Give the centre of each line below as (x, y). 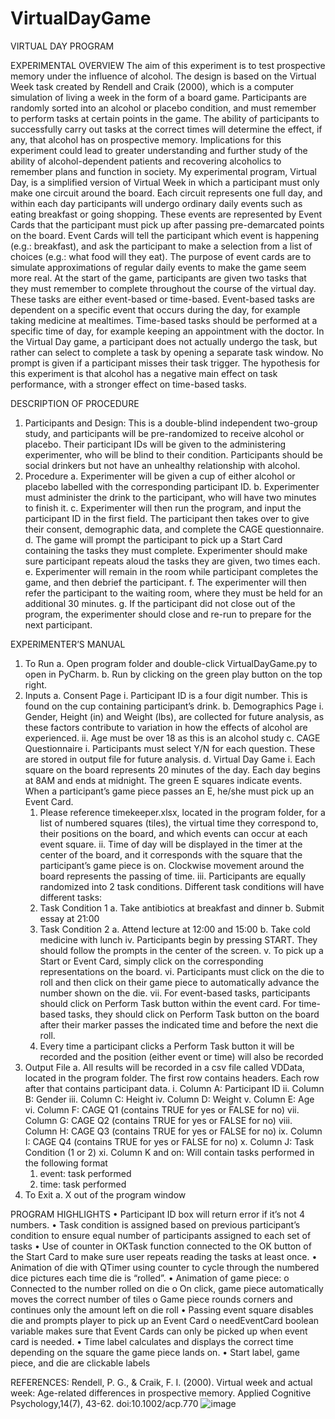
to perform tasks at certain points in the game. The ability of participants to (165, 118)
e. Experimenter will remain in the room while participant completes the (171, 571)
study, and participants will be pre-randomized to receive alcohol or (164, 433)
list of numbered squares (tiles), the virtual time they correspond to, (179, 823)
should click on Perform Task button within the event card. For (168, 1003)
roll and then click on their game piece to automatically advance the (179, 982)
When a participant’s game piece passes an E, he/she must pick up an (169, 791)
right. (36, 684)
